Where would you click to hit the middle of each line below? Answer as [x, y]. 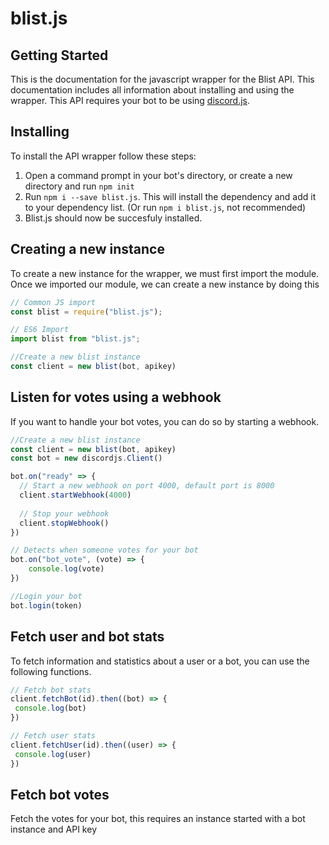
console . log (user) [53, 754]
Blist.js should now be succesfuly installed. [113, 218]
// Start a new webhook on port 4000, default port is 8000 [147, 486]
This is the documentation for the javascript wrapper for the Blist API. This [162, 79]
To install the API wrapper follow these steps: [103, 156]
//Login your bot [46, 596]
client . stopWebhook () [64, 523]
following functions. [51, 671]
